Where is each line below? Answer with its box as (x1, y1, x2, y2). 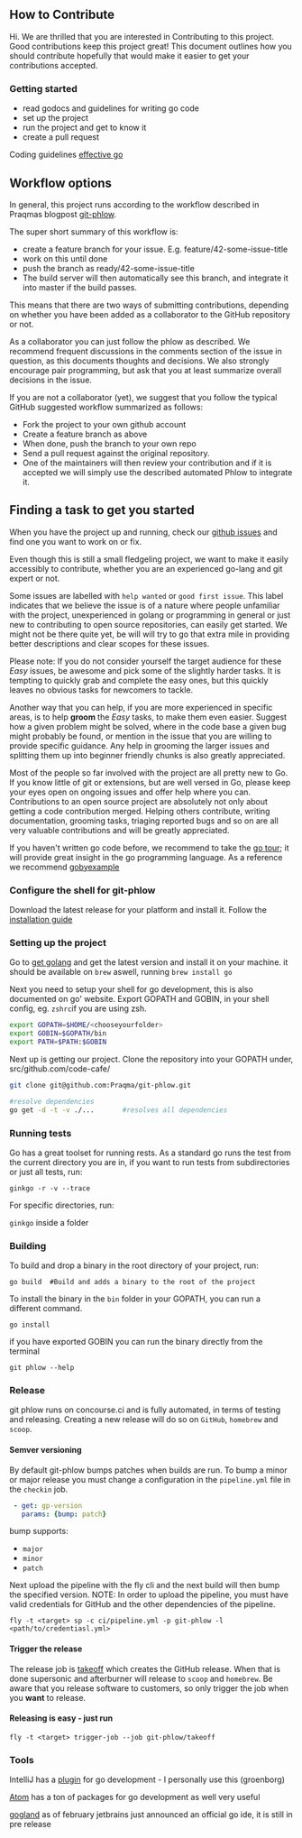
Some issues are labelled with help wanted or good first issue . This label (9, 590, 284, 601)
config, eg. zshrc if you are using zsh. (9, 1003, 147, 1014)
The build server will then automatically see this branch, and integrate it (22, 272, 288, 283)
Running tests (9, 1126, 72, 1139)
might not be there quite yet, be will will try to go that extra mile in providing (9, 629, 290, 639)
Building (9, 1239, 47, 1252)
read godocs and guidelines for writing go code (22, 103, 200, 114)
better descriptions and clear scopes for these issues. (9, 638, 210, 648)
